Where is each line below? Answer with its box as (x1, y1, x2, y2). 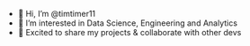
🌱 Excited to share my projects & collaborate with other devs (17, 27, 242, 37)
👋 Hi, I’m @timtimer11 (17, 9, 96, 19)
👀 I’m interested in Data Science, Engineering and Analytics (17, 18, 238, 28)
